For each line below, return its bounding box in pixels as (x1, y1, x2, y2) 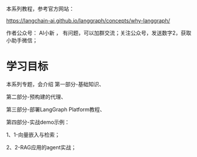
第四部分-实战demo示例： (6, 118, 70, 125)
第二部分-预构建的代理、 (6, 93, 67, 100)
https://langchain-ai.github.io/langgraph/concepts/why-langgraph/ (6, 17, 170, 24)
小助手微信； (6, 37, 38, 43)
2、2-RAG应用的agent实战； (6, 143, 76, 150)
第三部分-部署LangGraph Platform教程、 (6, 106, 106, 113)
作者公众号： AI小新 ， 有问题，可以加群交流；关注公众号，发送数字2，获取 (6, 29, 192, 36)
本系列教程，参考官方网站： (6, 5, 75, 12)
